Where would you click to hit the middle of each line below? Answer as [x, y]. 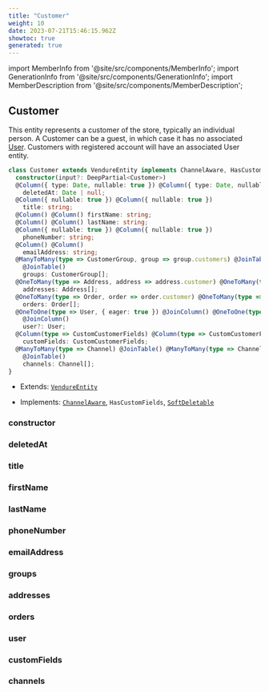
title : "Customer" [39, 16]
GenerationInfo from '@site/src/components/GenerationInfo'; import [121, 77]
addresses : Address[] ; [60, 289]
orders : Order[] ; [52, 304]
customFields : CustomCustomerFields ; [86, 342]
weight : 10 [26, 23]
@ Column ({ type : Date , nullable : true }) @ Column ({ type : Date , [125, 185]
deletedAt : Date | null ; [64, 192]
